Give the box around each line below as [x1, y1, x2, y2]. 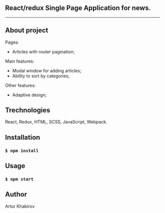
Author [5, 190, 27, 199]
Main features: [5, 58, 34, 64]
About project [5, 26, 48, 35]
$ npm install [5, 148, 39, 153]
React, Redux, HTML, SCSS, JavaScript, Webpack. [5, 119, 108, 125]
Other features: [5, 82, 36, 88]
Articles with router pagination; [12, 48, 75, 54]
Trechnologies [5, 106, 51, 115]
